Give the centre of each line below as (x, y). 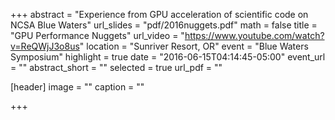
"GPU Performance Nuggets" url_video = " (97, 35)
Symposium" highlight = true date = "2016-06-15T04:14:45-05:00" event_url (168, 57)
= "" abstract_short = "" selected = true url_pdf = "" (116, 67)
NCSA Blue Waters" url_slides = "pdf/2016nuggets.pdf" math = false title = (164, 25)
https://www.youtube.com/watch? (254, 35)
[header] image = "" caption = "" (77, 87)
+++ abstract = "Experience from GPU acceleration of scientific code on (159, 14)
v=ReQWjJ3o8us (45, 46)
